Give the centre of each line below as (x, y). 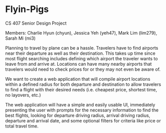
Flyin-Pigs (27, 9)
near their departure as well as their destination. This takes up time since (80, 53)
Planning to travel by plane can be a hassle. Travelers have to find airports (82, 48)
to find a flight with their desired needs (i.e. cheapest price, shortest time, (81, 89)
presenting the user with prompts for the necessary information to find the (82, 110)
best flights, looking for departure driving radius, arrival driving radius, (78, 115)
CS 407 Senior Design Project (36, 23)
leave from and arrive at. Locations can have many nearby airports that (78, 64)
